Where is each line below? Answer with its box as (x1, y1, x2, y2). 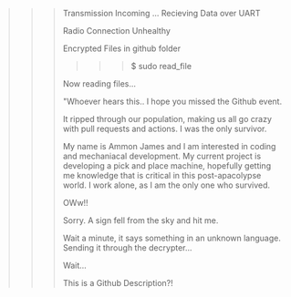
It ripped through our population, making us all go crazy (62, 114, 273, 124)
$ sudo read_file (130, 61, 192, 71)
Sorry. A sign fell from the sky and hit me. (62, 215, 219, 226)
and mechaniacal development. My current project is (62, 150, 262, 161)
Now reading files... (62, 78, 137, 89)
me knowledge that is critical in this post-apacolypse (62, 170, 262, 180)
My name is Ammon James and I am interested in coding (62, 141, 276, 151)
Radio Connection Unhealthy (62, 26, 171, 36)
